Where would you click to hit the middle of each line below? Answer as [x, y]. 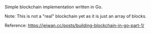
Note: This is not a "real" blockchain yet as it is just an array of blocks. [76, 16]
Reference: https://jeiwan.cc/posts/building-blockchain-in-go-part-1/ [75, 25]
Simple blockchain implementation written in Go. [54, 7]
